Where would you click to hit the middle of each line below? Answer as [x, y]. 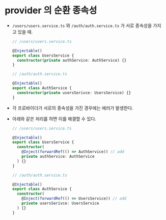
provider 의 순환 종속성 [51, 10]
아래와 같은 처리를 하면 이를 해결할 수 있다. [54, 119]
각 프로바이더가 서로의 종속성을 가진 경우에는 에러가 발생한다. [73, 108]
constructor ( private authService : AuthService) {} [72, 60]
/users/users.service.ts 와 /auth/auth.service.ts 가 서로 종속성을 [82, 25]
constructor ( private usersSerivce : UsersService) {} [74, 93]
